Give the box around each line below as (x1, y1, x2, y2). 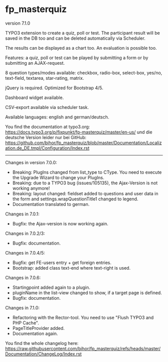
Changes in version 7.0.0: (5, 159, 57, 165)
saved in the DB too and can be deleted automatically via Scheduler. (5, 35, 146, 41)
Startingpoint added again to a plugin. (12, 284, 90, 290)
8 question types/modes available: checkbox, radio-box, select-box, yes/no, (5, 69, 162, 76)
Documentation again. (12, 330, 58, 336)
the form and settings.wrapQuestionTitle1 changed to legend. (12, 196, 138, 202)
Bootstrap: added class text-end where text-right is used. (12, 265, 131, 271)
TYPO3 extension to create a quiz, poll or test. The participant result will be (5, 30, 160, 36)
